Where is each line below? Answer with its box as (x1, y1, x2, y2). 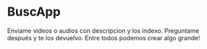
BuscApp (7, 4, 61, 20)
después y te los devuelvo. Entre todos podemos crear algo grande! (7, 33, 200, 42)
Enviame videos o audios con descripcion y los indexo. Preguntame (7, 27, 199, 35)
